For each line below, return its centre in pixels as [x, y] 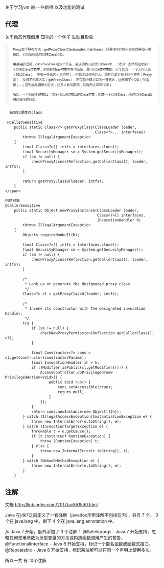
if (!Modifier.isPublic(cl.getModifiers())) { [80, 368]
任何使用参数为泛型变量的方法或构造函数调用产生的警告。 [67, 538]
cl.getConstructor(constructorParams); [46, 358]
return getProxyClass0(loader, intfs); [63, 181]
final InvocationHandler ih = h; [65, 363]
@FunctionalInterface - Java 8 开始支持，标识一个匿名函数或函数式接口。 [79, 543]
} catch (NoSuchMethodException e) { [61, 461]
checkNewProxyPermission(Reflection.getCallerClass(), [97, 333]
